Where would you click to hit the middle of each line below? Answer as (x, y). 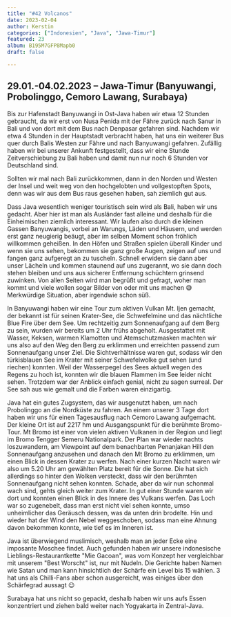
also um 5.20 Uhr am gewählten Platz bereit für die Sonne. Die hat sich (108, 468)
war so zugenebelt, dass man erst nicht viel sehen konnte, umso (99, 505)
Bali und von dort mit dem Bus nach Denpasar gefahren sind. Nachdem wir (113, 128)
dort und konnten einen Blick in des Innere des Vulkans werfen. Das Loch (111, 498)
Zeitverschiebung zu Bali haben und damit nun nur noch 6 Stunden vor (108, 158)
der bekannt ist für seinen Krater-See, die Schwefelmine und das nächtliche (115, 315)
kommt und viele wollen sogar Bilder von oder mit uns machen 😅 (100, 287)
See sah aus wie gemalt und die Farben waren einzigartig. (90, 389)
